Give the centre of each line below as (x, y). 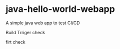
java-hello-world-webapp (60, 9)
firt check (15, 42)
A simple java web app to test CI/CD (43, 23)
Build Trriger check (25, 32)
